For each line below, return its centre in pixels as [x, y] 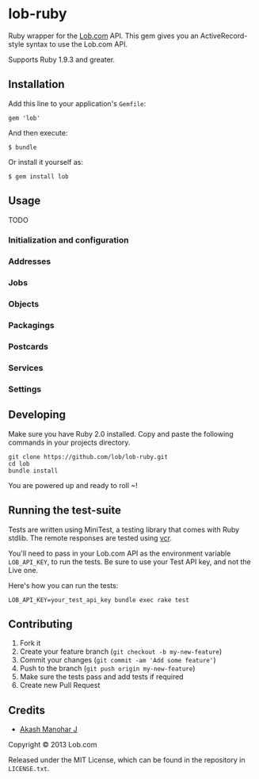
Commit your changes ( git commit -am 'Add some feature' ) [118, 660]
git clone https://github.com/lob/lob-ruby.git [88, 456]
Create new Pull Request [60, 685]
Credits [27, 710]
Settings [25, 389]
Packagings [31, 326]
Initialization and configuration [69, 240]
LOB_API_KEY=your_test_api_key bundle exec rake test [99, 600]
